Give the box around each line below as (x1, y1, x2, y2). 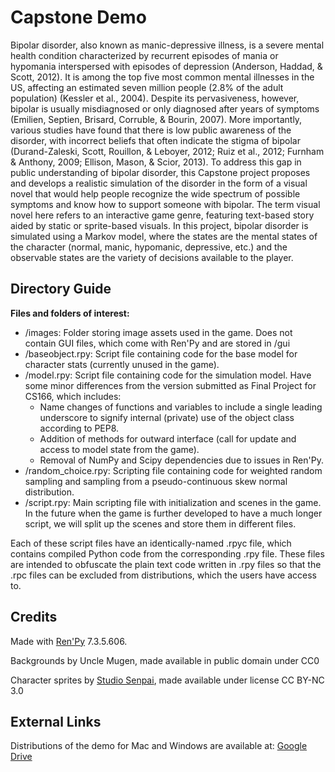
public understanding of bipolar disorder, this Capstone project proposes (10, 166, 311, 178)
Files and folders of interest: (10, 307, 130, 319)
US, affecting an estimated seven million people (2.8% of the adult (10, 81, 284, 93)
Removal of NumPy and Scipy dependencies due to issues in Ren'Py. (39, 454, 324, 466)
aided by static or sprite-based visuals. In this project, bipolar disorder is (10, 219, 309, 231)
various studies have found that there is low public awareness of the (10, 124, 292, 136)
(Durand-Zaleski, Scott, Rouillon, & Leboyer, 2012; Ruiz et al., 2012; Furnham (10, 145, 325, 157)
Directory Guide (10, 281, 112, 298)
